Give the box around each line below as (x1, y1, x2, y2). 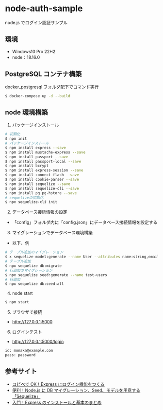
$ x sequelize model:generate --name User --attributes (5, 254, 120, 260)
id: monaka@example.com (5, 348, 53, 353)
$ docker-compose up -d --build (5, 93, 70, 98)
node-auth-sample (5, 3, 83, 14)
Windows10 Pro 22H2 (12, 48, 56, 54)
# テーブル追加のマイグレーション (5, 250, 64, 255)
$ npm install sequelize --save (5, 181, 70, 186)
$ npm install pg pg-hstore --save (5, 190, 77, 195)
